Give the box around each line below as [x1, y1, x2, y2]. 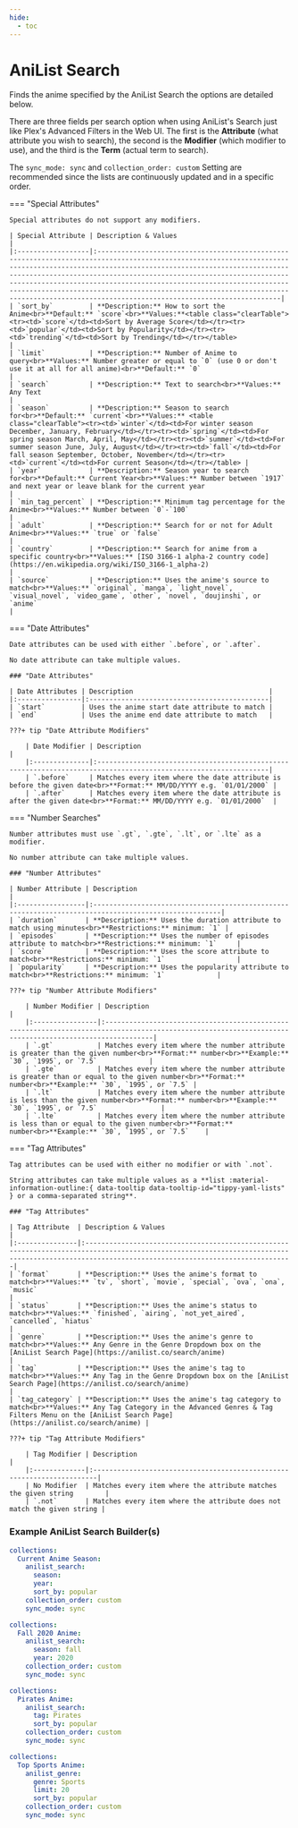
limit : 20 [32, 1786, 70, 1795]
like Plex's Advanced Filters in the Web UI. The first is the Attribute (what [9, 126, 279, 137]
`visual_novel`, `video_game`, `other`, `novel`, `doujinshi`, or [9, 591, 261, 600]
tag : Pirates [32, 1711, 82, 1721]
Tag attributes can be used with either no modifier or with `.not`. [9, 1161, 274, 1169]
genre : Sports [32, 1777, 87, 1786]
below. [9, 99, 34, 110]
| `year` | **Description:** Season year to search [9, 466, 250, 475]
